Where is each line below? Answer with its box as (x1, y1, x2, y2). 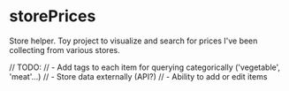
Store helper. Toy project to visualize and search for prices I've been (9, 35, 258, 46)
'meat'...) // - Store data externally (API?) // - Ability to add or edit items (9, 71, 268, 81)
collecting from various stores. (9, 44, 121, 55)
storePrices (9, 6, 96, 27)
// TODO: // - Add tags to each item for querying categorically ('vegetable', (9, 62, 281, 72)
